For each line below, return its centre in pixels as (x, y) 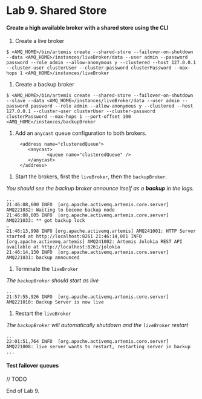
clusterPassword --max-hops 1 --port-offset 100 (69, 117)
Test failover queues (33, 365)
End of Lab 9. (23, 391)
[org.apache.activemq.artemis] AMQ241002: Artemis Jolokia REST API (94, 242)
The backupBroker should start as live (53, 281)
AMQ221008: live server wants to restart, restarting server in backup (98, 347)
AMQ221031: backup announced (43, 258)
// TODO (17, 379)
